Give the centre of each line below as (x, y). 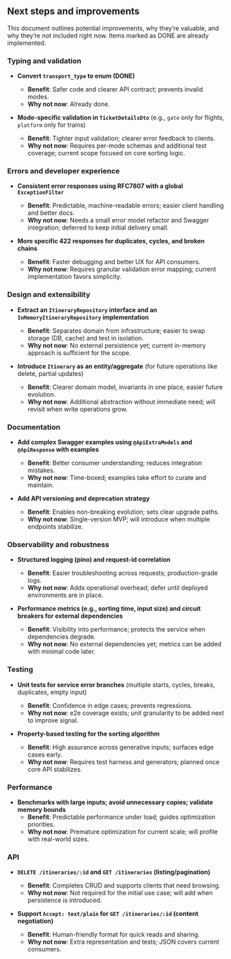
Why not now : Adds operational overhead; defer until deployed (118, 588)
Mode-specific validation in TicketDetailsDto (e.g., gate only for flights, (121, 118)
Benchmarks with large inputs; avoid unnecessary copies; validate (115, 802)
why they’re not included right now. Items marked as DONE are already (108, 35)
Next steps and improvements (73, 11)
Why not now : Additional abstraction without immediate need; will (121, 401)
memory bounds (41, 809)
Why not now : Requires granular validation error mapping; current (122, 269)
